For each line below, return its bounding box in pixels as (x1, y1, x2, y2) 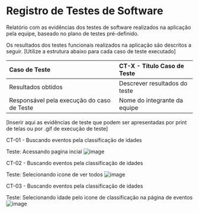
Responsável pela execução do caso (9, 96, 111, 104)
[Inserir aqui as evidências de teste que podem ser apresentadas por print (6, 118, 187, 125)
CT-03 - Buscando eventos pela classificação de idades (6, 182, 143, 189)
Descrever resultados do (118, 79, 188, 87)
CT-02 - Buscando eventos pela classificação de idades (6, 159, 143, 166)
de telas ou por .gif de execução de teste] (6, 125, 108, 132)
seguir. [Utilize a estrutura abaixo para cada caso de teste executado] (6, 47, 176, 54)
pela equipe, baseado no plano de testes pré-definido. (6, 30, 139, 37)
